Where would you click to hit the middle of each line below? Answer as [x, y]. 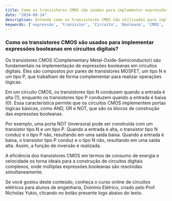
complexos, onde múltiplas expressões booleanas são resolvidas [74, 166]
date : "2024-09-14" [26, 15]
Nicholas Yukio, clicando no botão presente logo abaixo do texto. [74, 193]
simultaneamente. [24, 172]
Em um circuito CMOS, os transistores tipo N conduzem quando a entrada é [85, 92]
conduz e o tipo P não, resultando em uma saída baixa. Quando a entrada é [85, 135]
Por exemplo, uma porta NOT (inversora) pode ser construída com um [79, 123]
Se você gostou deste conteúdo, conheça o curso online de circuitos [78, 182]
